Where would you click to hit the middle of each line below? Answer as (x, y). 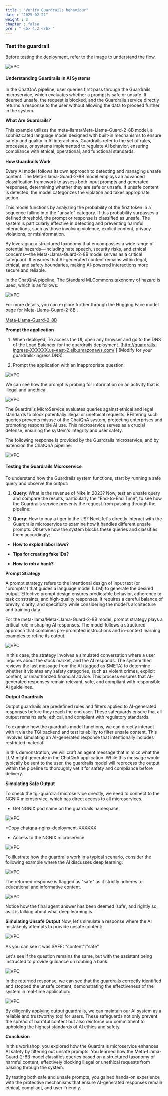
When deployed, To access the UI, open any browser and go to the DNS (87, 339)
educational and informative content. (43, 887)
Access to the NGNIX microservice (48, 837)
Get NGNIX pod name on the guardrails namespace (65, 808)
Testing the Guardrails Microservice (43, 466)
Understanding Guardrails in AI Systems (48, 78)
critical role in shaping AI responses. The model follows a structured (75, 624)
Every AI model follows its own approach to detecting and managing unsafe (83, 171)
